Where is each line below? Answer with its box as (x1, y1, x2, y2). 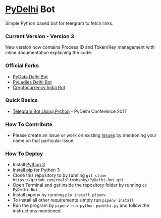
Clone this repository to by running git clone (12, 172, 107, 178)
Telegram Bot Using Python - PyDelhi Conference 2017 (12, 108, 127, 114)
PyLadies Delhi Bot (12, 79, 52, 85)
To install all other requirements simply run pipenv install (12, 197, 134, 203)
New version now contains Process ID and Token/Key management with (5, 44, 155, 50)
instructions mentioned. (12, 208, 62, 214)
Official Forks (5, 62, 39, 69)
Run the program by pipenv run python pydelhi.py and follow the (12, 202, 149, 208)
